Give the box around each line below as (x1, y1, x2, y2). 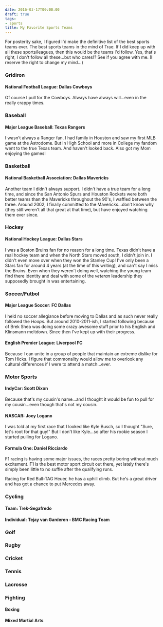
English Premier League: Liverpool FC (5, 340, 83, 346)
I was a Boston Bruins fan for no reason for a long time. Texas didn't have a (5, 247, 156, 253)
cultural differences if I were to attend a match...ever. (5, 361, 111, 367)
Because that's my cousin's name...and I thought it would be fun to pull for (5, 396, 154, 402)
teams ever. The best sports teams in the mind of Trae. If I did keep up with (5, 44, 156, 50)
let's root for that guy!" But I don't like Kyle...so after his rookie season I (5, 429, 148, 435)
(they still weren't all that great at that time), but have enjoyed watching (5, 206, 147, 213)
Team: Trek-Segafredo (5, 505, 52, 511)
